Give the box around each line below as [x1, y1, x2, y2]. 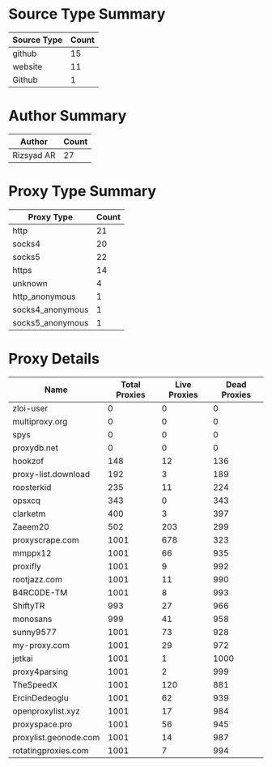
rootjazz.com [12, 573, 62, 585]
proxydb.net [12, 442, 59, 454]
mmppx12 [12, 548, 52, 559]
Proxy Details [8, 350, 100, 368]
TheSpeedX [12, 679, 58, 690]
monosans [12, 613, 53, 624]
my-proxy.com [12, 639, 70, 650]
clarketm [12, 508, 46, 519]
